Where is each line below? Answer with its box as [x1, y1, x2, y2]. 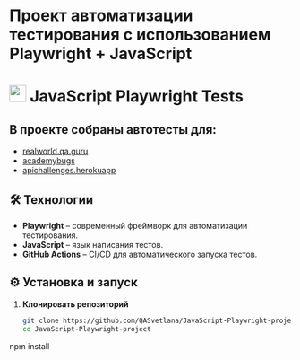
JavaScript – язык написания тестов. [21, 240, 164, 250]
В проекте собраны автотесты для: [9, 122, 217, 137]
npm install [9, 340, 50, 351]
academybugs [21, 155, 76, 166]
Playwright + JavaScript [9, 44, 193, 64]
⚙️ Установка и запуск [9, 275, 139, 290]
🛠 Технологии [9, 192, 94, 207]
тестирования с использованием [9, 24, 271, 45]
